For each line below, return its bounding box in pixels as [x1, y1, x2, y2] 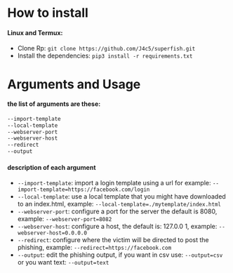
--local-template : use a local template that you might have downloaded [17, 192, 226, 201]
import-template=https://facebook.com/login [17, 186, 150, 194]
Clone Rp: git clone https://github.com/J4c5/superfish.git [17, 44, 196, 53]
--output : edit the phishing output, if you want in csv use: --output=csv [17, 251, 223, 259]
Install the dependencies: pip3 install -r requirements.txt [17, 51, 193, 60]
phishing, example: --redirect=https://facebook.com [17, 244, 172, 252]
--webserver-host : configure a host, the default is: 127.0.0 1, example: [17, 222, 218, 231]
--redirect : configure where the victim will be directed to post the [17, 236, 209, 244]
